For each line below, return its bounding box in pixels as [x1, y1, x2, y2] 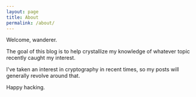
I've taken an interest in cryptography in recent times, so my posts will [6, 66, 179, 73]
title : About [6, 14, 39, 20]
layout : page [6, 8, 39, 15]
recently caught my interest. [6, 54, 76, 62]
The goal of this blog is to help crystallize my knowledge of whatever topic [6, 48, 191, 55]
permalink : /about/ [6, 20, 55, 26]
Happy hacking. [6, 84, 46, 91]
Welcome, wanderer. [6, 37, 58, 44]
